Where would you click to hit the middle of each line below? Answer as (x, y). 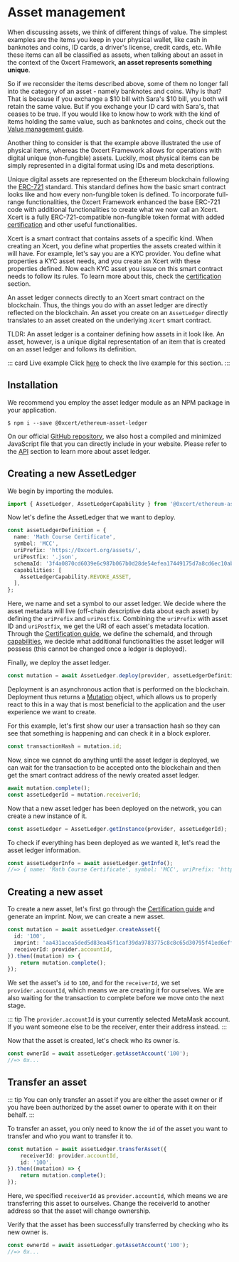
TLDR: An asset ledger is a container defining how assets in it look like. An (116, 334)
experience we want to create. (52, 712)
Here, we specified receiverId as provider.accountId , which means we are (118, 1196)
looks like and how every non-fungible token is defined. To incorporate (111, 194)
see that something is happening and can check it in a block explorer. (109, 733)
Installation (33, 385)
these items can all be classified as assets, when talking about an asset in (115, 55)
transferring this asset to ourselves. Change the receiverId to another (109, 1204)
